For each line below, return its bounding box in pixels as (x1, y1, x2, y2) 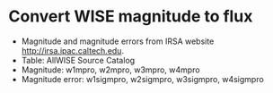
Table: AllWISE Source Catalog (21, 55, 136, 65)
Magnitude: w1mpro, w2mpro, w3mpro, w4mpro (21, 64, 200, 75)
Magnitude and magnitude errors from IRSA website (21, 36, 215, 46)
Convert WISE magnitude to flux (8, 6, 253, 27)
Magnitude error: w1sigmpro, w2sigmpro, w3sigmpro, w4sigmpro (21, 73, 264, 84)
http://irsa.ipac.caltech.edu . (21, 45, 125, 55)
